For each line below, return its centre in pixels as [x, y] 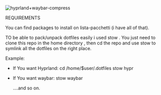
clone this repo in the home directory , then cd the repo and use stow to [81, 43]
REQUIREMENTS [23, 18]
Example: [15, 58]
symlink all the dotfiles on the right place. [48, 48]
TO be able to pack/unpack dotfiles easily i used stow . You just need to [81, 38]
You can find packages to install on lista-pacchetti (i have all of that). [77, 28]
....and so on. [26, 88]
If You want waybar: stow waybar [48, 78]
